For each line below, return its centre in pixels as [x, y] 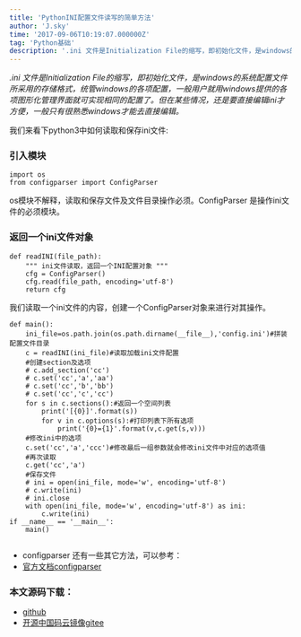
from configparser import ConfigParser [84, 183]
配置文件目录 [30, 343]
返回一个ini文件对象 [52, 237]
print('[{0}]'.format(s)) [90, 411]
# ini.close [47, 498]
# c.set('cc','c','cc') [70, 394]
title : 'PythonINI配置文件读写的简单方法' [82, 17]
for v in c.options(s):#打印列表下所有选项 [118, 421]
